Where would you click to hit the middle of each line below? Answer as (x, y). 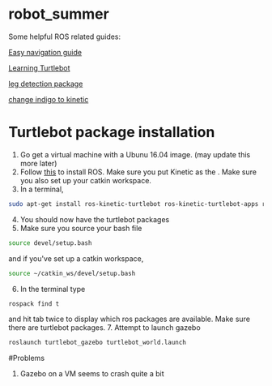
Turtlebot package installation (112, 133)
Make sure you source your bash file (81, 228)
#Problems (27, 358)
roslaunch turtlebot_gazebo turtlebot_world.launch (97, 343)
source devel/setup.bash (50, 243)
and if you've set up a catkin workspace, (76, 258)
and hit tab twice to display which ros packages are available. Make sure (130, 319)
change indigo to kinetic (49, 99)
